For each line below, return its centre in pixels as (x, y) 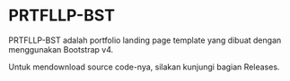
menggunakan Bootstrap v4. (61, 49)
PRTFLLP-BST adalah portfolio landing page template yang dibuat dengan (145, 40)
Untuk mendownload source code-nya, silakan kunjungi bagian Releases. (144, 67)
